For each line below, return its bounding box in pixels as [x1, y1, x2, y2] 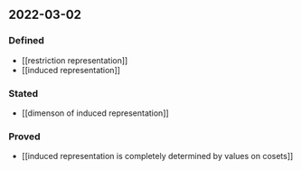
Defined [8, 34, 44, 47]
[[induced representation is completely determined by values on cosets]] [21, 151, 294, 162]
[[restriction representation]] [21, 54, 128, 66]
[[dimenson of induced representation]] [21, 108, 169, 118]
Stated [8, 87, 39, 99]
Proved [8, 130, 42, 143]
